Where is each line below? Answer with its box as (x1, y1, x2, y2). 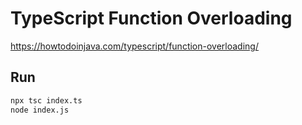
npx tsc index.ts (10, 95, 83, 106)
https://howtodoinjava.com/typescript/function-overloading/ (10, 40, 259, 52)
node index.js (10, 105, 70, 115)
